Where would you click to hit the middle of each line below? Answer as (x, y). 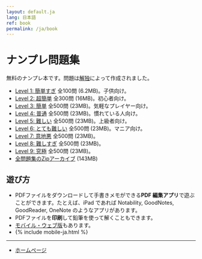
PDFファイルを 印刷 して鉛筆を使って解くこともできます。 (85, 218)
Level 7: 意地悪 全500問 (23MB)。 (57, 136)
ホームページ (31, 250)
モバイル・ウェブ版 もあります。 (54, 225)
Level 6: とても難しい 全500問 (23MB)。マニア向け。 (80, 129)
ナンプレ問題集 (43, 60)
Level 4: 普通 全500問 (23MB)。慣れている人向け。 (78, 114)
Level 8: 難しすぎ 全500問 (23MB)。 (60, 144)
